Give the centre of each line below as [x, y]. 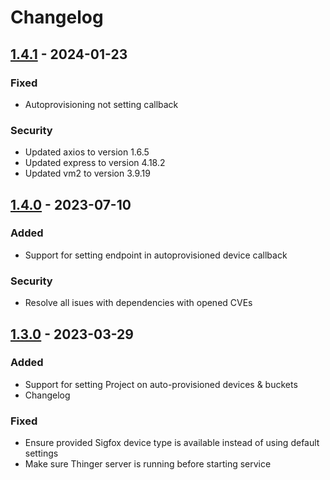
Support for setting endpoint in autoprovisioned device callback [156, 255]
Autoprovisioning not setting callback [101, 104]
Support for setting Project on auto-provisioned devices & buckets [161, 384]
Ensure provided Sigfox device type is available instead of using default [172, 443]
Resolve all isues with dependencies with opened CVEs [138, 303]
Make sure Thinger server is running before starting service [148, 464]
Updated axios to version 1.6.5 [87, 152]
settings [41, 453]
